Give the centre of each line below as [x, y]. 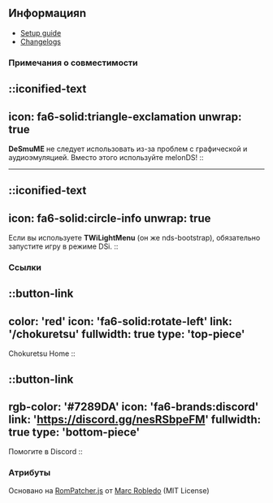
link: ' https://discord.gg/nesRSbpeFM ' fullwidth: [135, 420]
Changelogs [40, 41]
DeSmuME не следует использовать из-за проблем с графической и [128, 149]
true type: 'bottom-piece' [74, 433]
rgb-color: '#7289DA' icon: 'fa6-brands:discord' [134, 407]
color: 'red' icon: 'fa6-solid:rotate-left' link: [121, 321]
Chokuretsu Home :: [42, 353]
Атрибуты [30, 473]
